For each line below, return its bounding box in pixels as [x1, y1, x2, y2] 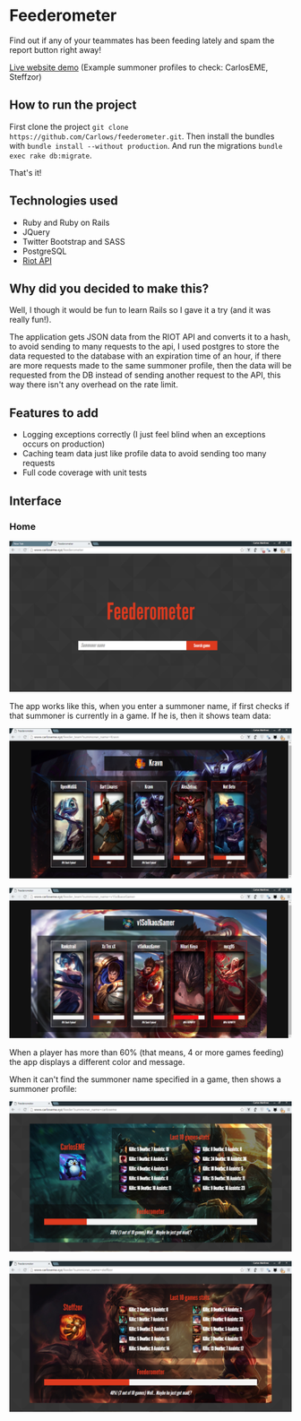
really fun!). [9, 315, 52, 325]
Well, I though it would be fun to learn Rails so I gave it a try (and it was [9, 305, 271, 316]
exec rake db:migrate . [9, 150, 92, 160]
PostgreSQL [21, 246, 67, 256]
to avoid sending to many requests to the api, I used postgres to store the [9, 342, 279, 352]
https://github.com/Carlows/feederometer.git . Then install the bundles [9, 131, 275, 142]
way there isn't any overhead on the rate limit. [9, 379, 179, 390]
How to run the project [9, 98, 137, 113]
